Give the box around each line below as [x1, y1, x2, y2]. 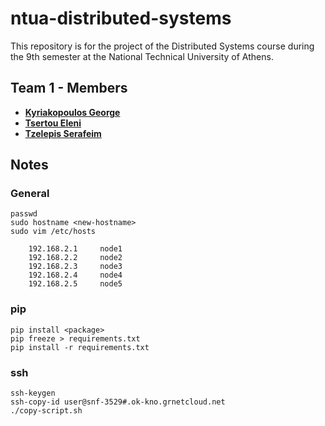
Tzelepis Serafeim [24, 127, 102, 139]
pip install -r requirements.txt [10, 342, 150, 352]
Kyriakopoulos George [24, 106, 121, 118]
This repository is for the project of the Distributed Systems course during [10, 40, 315, 52]
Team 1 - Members [10, 80, 128, 97]
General [10, 187, 50, 201]
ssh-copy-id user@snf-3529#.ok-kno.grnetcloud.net [10, 397, 226, 407]
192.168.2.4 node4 [28, 270, 123, 281]
